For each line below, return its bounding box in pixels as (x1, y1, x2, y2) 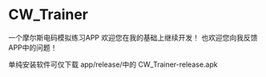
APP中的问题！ (8, 42, 58, 52)
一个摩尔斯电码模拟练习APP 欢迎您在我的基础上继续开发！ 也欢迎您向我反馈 (8, 33, 258, 42)
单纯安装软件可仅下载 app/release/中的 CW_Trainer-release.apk (8, 60, 218, 69)
